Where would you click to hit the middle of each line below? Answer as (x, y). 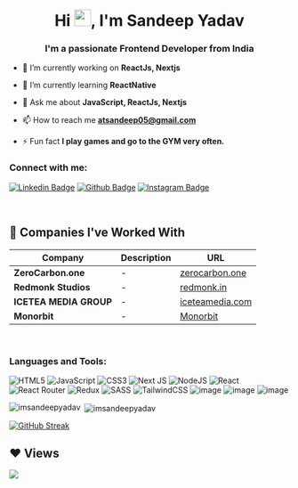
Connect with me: (48, 167)
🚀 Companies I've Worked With (97, 233)
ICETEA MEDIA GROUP (63, 301)
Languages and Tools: (58, 361)
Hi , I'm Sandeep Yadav (149, 21)
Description (146, 257)
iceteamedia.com (215, 301)
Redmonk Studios (52, 287)
